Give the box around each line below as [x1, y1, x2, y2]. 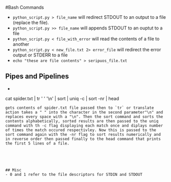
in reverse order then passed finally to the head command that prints [5, 136, 161, 141]
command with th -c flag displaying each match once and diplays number [5, 123, 163, 128]
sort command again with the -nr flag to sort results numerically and [5, 132, 161, 137]
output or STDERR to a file [12, 52, 68, 58]
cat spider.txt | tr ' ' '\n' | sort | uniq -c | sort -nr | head [5, 95, 119, 101]
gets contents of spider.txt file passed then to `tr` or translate [5, 105, 154, 110]
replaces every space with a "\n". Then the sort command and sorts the [5, 114, 163, 119]
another [12, 41, 30, 47]
